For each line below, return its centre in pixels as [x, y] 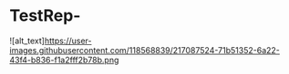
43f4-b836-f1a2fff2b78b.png [64, 60]
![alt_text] [27, 41]
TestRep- [45, 16]
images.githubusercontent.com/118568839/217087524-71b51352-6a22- [145, 50]
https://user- [68, 41]
